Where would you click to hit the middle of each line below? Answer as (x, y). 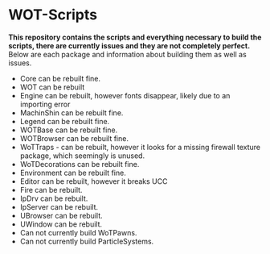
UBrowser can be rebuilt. (61, 215)
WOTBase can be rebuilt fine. (69, 130)
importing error (45, 104)
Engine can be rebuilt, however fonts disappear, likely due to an (125, 95)
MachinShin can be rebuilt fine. (72, 112)
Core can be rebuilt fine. (60, 78)
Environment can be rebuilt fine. (73, 173)
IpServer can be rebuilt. (59, 206)
